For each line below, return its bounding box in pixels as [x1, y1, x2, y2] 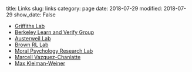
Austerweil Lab [14, 35, 51, 42]
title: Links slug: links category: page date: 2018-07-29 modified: [6, 5, 163, 12]
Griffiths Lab [14, 23, 45, 29]
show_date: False [14, 11, 56, 18]
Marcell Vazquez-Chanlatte [14, 54, 81, 60]
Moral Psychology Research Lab [14, 47, 93, 54]
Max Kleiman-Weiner [14, 60, 66, 67]
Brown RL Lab [14, 41, 49, 48]
